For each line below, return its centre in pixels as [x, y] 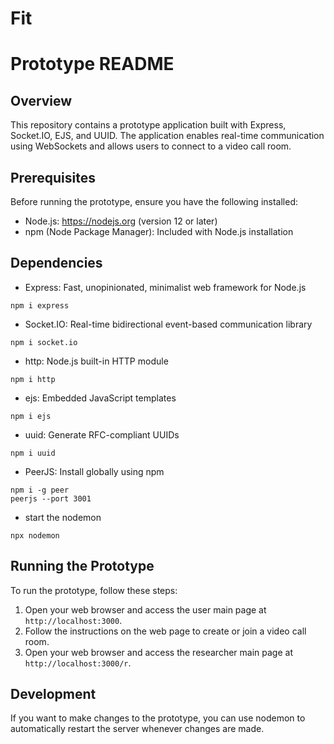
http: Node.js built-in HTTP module [96, 361]
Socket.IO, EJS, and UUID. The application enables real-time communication [167, 136]
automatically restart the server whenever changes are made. [137, 729]
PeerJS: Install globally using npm [94, 471]
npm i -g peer [40, 490]
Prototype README [92, 64]
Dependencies [56, 263]
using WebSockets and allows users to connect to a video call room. [151, 146]
